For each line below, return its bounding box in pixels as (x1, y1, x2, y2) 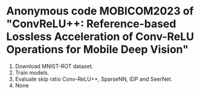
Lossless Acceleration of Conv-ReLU (6, 30, 195, 43)
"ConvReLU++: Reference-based (6, 17, 176, 31)
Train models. (15, 69, 50, 76)
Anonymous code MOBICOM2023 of (6, 4, 194, 18)
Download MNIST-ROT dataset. (15, 62, 94, 70)
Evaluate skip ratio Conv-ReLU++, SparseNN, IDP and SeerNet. (15, 75, 173, 83)
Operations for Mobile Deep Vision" (6, 43, 189, 57)
